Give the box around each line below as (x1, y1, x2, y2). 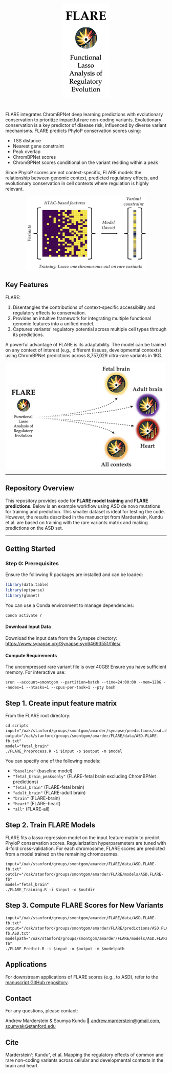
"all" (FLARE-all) (12, 806, 50, 812)
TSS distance (12, 137, 41, 143)
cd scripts (5, 723, 29, 728)
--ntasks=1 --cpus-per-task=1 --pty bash (26, 685, 116, 690)
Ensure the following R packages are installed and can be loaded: (5, 571, 143, 578)
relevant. (5, 186, 24, 192)
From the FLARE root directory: (5, 713, 71, 719)
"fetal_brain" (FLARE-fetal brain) (12, 784, 84, 790)
